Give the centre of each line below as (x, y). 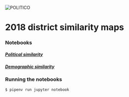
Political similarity (24, 54)
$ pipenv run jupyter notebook (37, 90)
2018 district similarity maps (64, 27)
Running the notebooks (34, 79)
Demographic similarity (30, 67)
